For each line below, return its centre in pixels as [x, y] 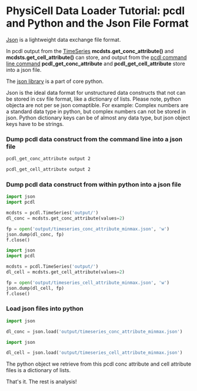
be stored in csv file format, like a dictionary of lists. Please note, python [94, 99]
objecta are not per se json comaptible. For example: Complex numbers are [97, 105]
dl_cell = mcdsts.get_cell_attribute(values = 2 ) [66, 272]
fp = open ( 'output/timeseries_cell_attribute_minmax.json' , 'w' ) [88, 283]
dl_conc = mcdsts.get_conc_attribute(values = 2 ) [66, 218]
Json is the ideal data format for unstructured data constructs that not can [96, 92]
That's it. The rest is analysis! [41, 382]
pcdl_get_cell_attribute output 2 [49, 170]
